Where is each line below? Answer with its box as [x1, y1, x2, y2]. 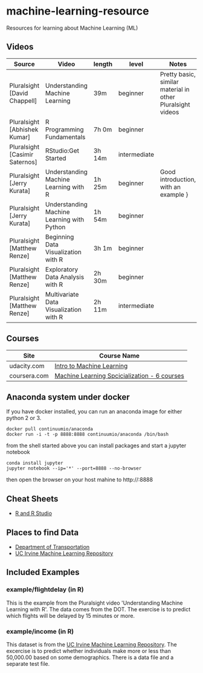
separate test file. [6, 660, 50, 667]
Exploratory [45, 265, 79, 274]
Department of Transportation [14, 543, 90, 550]
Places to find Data [6, 527, 79, 537]
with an [159, 183, 181, 191]
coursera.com [9, 371, 50, 379]
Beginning [45, 232, 74, 241]
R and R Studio [14, 510, 53, 517]
